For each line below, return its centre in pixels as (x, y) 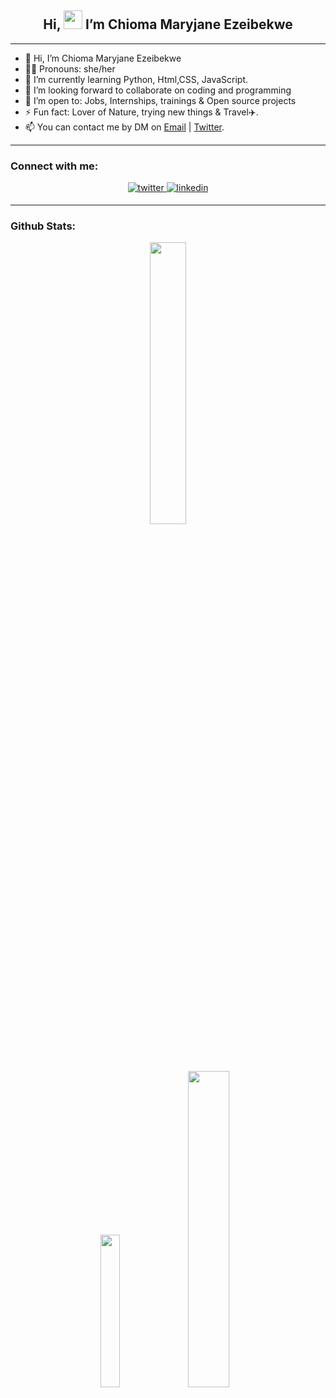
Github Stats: (43, 226)
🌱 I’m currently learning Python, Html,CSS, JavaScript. (136, 79)
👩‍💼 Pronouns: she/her (70, 68)
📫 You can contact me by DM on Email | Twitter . (124, 127)
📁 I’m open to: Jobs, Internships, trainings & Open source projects (160, 100)
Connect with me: (54, 166)
